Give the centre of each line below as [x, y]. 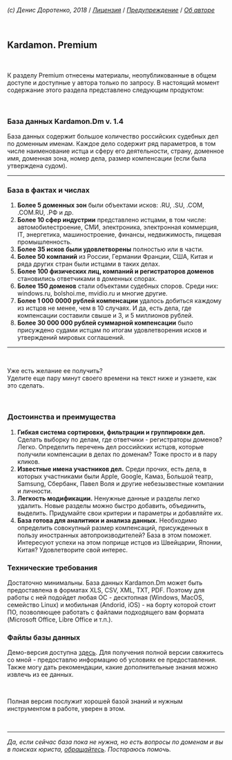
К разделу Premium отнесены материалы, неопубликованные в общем [112, 75]
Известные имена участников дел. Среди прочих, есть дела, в [112, 469]
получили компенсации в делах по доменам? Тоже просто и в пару [117, 454]
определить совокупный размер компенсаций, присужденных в [113, 527]
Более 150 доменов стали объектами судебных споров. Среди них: [118, 286]
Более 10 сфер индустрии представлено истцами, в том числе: [112, 220]
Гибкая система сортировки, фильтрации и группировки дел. [111, 432]
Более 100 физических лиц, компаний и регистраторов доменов [115, 271]
